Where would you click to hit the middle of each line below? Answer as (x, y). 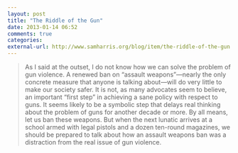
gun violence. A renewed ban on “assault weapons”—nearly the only (125, 74)
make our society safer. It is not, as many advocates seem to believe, (126, 90)
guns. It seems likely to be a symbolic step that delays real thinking (123, 104)
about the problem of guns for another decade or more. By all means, (126, 112)
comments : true (30, 34)
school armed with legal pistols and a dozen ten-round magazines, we (128, 127)
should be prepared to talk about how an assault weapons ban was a (125, 135)
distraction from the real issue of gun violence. (93, 142)
